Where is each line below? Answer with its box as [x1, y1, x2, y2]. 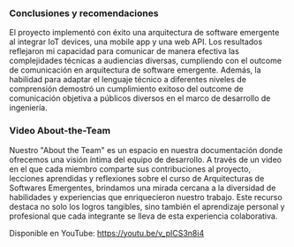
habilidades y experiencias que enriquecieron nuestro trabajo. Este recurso [9, 191, 283, 202]
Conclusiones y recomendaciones [9, 7, 159, 19]
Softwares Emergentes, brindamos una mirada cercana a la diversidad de [9, 182, 276, 193]
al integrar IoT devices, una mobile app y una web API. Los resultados [9, 36, 263, 47]
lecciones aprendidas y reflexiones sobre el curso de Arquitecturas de [9, 173, 265, 183]
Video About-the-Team [9, 125, 111, 137]
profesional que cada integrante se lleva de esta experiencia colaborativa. [9, 211, 278, 221]
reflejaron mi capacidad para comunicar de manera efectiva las [9, 46, 240, 57]
